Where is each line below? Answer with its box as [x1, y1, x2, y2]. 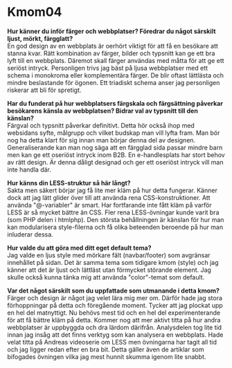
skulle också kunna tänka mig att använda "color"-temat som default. [7, 273, 205, 281]
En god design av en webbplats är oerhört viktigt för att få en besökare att [7, 42, 218, 50]
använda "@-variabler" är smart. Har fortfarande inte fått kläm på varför [7, 201, 213, 209]
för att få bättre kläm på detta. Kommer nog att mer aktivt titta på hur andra [7, 315, 221, 324]
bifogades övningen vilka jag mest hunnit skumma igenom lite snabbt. [7, 352, 206, 360]
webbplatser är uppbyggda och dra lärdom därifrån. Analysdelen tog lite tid [7, 323, 222, 331]
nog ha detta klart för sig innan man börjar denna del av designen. [7, 136, 196, 144]
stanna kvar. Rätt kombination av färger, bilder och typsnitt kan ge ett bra [7, 49, 215, 57]
